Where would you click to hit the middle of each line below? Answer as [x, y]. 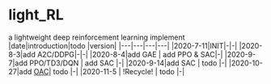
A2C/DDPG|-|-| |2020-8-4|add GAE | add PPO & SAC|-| [130, 54]
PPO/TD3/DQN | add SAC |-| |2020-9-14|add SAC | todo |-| [128, 63]
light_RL [36, 15]
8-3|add [22, 54]
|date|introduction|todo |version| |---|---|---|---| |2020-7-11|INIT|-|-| [123, 45]
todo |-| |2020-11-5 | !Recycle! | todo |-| [119, 71]
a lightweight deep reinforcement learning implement [97, 37]
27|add [20, 71]
